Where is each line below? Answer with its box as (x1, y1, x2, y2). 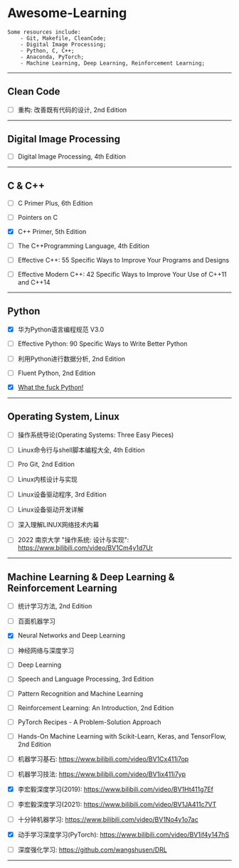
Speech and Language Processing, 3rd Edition (17, 674, 154, 684)
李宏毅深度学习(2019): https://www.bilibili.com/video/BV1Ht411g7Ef (17, 785, 214, 793)
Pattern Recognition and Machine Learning (17, 689, 144, 698)
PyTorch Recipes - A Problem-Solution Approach (17, 717, 161, 726)
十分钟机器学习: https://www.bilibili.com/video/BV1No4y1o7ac (17, 815, 198, 823)
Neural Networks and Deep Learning (17, 631, 126, 640)
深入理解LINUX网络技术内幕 (17, 521, 100, 529)
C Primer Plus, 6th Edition (17, 199, 93, 207)
